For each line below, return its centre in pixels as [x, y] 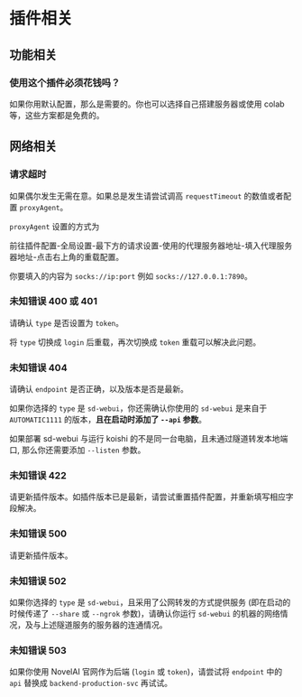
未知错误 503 [38, 650]
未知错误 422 [38, 476]
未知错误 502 [38, 581]
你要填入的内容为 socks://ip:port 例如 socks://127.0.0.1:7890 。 [131, 275]
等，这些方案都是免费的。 [57, 115]
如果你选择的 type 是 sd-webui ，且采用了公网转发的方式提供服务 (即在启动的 [150, 602]
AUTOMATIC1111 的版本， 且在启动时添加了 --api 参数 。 [108, 420]
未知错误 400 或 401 [53, 302]
